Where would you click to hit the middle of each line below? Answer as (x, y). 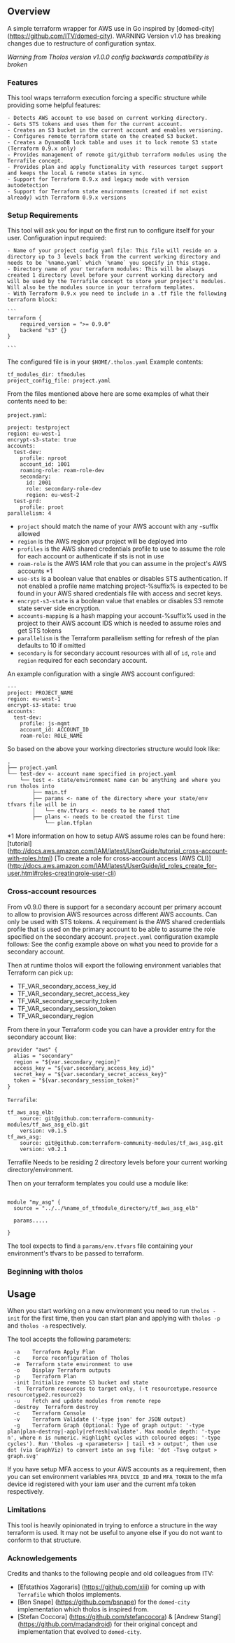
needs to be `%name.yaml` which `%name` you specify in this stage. (109, 263)
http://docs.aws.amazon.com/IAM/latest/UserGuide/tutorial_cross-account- (119, 851)
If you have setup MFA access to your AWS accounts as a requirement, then (117, 1469)
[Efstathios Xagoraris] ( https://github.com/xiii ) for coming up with (111, 1587)
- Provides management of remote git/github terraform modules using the (117, 155)
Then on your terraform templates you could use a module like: (98, 1183)
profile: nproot (44, 458)
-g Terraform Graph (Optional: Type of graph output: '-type (109, 1426)
